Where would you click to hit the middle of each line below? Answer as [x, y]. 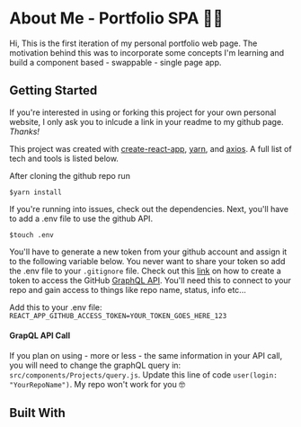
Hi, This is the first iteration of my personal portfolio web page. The [133, 43]
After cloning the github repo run [70, 175]
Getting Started [53, 90]
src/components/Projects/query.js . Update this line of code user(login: [144, 374]
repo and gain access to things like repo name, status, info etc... [128, 289]
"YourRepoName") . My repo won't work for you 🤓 [97, 384]
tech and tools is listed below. [64, 158]
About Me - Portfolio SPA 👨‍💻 [116, 18]
